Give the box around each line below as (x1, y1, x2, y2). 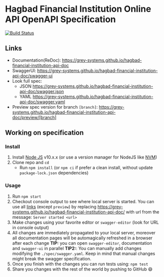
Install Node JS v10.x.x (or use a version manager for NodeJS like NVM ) (12, 154, 158, 160)
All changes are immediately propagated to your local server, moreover (12, 230, 156, 235)
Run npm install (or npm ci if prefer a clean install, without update (19, 165, 153, 171)
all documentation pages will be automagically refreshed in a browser (12, 235, 153, 241)
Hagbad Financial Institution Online (5, 3, 151, 15)
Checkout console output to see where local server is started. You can (12, 198, 154, 204)
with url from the (125, 209, 160, 215)
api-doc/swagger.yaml (19, 99, 65, 105)
